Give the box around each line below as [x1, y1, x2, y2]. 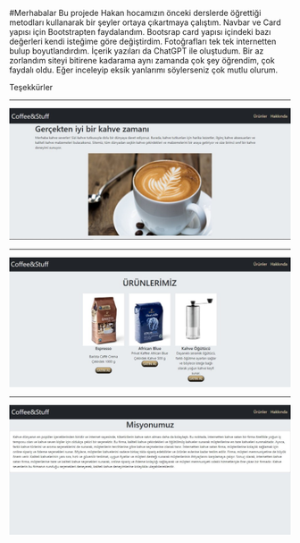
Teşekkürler [9, 82, 54, 92]
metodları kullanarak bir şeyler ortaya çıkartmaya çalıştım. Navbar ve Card [9, 17, 281, 28]
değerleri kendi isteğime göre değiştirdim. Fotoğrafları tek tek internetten [9, 36, 277, 47]
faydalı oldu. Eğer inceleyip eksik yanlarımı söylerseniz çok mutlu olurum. [9, 64, 279, 75]
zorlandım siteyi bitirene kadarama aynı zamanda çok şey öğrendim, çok [9, 55, 275, 65]
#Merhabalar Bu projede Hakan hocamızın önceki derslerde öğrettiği [9, 8, 262, 18]
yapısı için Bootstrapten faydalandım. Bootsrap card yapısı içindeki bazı [9, 27, 271, 37]
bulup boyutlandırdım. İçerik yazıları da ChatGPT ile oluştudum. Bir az [9, 46, 264, 56]
